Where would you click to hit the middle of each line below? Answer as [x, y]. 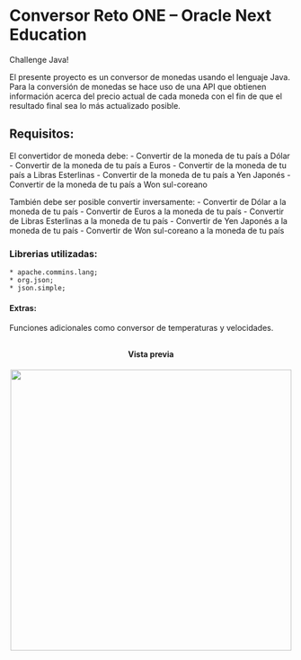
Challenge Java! [39, 59]
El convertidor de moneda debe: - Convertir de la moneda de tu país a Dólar [150, 156]
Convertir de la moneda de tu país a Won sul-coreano [109, 184]
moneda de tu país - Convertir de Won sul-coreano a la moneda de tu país [147, 230]
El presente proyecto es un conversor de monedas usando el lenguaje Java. [150, 76]
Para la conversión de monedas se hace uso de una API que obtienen [138, 86]
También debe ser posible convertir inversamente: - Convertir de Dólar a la [148, 201]
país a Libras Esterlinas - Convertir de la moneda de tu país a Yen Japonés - [150, 174]
